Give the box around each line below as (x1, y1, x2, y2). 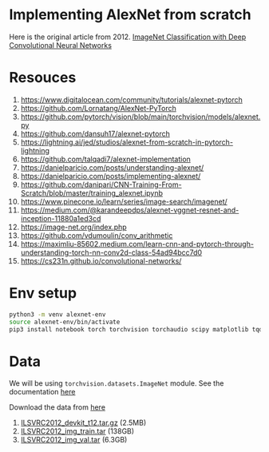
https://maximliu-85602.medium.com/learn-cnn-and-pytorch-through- (20, 239, 255, 248)
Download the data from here (9, 402, 106, 412)
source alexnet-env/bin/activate (9, 318, 121, 326)
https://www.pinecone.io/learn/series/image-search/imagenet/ (20, 196, 228, 206)
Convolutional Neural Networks (9, 40, 113, 50)
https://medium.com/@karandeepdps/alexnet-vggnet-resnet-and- (20, 205, 239, 215)
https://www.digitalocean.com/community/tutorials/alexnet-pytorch (20, 94, 243, 105)
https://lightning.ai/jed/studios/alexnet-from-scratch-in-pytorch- (20, 137, 234, 147)
